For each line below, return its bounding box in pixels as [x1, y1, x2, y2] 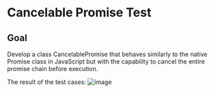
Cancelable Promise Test [7, 5, 152, 21]
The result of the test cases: [7, 78, 87, 86]
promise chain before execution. [7, 65, 98, 72]
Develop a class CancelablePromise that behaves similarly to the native [7, 50, 208, 58]
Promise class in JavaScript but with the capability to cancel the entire [7, 57, 205, 66]
